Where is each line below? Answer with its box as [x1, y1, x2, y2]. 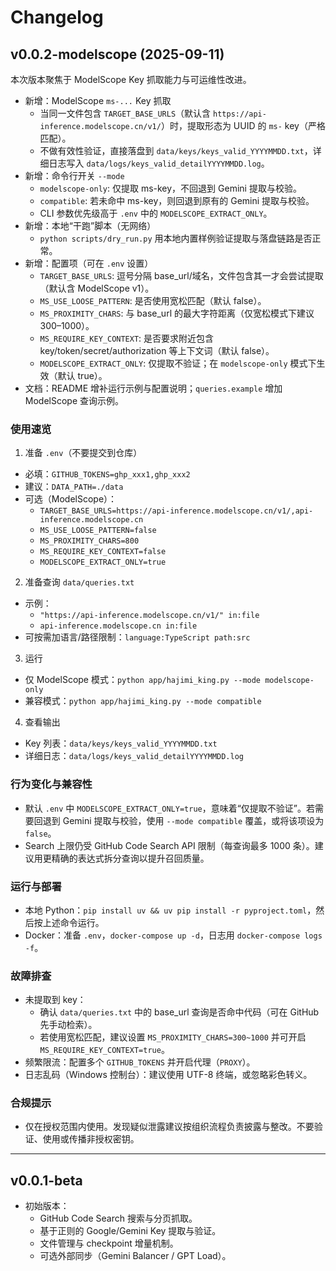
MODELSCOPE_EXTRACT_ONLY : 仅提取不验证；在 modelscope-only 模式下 [39, 357, 317, 369]
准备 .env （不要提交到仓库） [24, 447, 143, 459]
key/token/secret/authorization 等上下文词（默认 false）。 [39, 345, 275, 356]
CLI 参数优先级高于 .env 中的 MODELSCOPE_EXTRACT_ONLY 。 [39, 207, 273, 219]
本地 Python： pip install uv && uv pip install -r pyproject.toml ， [24, 904, 317, 916]
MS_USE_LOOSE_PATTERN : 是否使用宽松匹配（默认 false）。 [39, 295, 267, 306]
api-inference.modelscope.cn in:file [39, 621, 198, 631]
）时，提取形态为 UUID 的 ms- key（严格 [160, 120, 326, 131]
